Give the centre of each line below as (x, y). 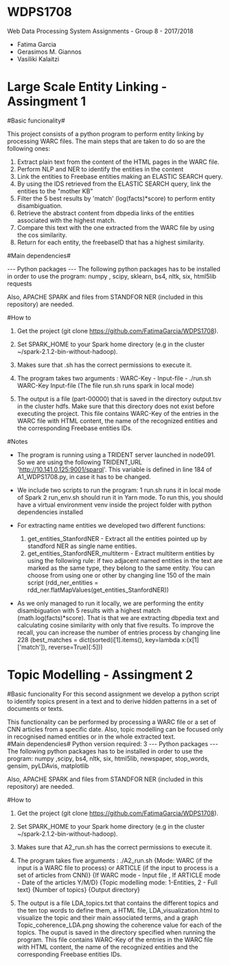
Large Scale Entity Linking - (87, 87)
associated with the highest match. (67, 220)
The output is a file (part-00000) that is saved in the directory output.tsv (119, 399)
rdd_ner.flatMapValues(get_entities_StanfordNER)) (98, 590)
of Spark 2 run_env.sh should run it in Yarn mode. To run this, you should (120, 497)
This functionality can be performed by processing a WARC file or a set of (112, 722)
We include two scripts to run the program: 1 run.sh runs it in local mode (119, 490)
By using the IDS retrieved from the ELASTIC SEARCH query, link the (114, 184)
